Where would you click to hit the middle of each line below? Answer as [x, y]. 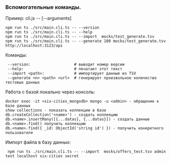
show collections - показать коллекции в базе [56, 110]
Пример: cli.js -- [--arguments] [38, 18]
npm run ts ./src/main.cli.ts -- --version [52, 28]
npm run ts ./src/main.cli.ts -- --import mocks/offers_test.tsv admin [87, 152]
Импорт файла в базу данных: [38, 142]
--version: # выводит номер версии [66, 65]
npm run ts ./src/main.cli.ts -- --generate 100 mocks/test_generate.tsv [86, 41]
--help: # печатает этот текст [65, 69]
